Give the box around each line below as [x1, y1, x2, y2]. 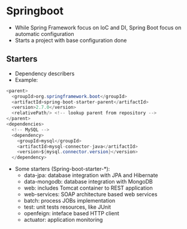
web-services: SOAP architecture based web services [23, 191, 158, 198]
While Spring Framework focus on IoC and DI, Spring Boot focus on [14, 24, 182, 31]
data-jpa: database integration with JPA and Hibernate [23, 172, 159, 179]
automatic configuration [14, 30, 74, 37]
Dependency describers [14, 70, 75, 77]
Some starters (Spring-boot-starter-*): [14, 166, 110, 173]
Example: [14, 76, 38, 83]
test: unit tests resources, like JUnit [23, 203, 111, 210]
